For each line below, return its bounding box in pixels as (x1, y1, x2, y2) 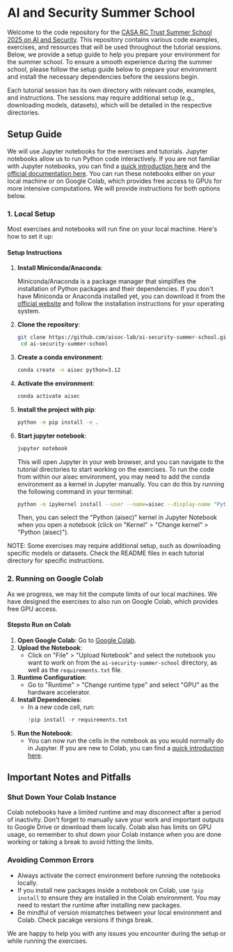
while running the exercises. (7, 937, 88, 945)
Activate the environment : (17, 379, 95, 387)
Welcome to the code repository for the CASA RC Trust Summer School (7, 28, 212, 36)
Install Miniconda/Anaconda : (17, 264, 103, 272)
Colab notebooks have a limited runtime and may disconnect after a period (7, 808, 221, 817)
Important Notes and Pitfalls (7, 771, 131, 783)
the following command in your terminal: (17, 487, 134, 496)
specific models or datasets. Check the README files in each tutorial (7, 549, 204, 558)
